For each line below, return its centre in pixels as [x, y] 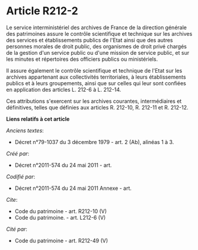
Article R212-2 [42, 11]
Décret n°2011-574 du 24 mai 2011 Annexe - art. [73, 188]
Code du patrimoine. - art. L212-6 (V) [60, 217]
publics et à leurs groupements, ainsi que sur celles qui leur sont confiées [96, 83]
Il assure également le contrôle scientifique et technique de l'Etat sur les [94, 70]
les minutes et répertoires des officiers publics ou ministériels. [82, 59]
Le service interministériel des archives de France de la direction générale [96, 27]
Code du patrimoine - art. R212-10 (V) [61, 211]
